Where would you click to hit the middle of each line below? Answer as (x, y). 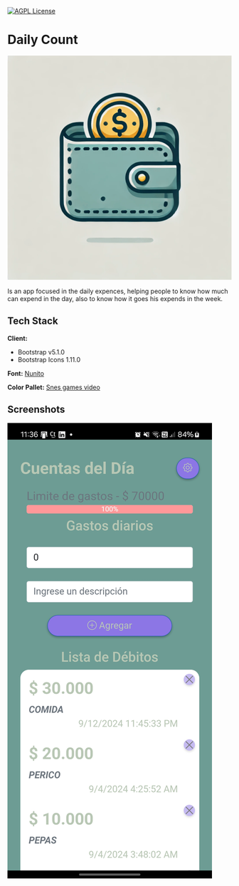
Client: (17, 338)
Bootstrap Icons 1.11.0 (49, 359)
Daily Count (43, 40)
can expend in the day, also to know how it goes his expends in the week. (115, 298)
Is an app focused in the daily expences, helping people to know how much (118, 291)
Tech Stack (33, 321)
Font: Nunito (26, 373)
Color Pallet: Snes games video (54, 387)
